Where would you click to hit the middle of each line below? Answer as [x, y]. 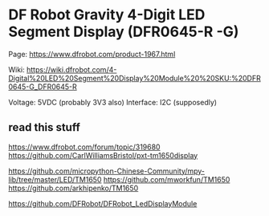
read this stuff [44, 127]
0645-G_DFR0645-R [43, 87]
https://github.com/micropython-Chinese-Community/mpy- [107, 171]
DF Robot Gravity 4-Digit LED [107, 15]
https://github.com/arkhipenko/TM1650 [73, 188]
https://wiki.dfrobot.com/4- [72, 69]
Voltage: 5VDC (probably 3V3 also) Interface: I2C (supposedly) [113, 102]
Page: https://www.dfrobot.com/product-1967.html [92, 54]
